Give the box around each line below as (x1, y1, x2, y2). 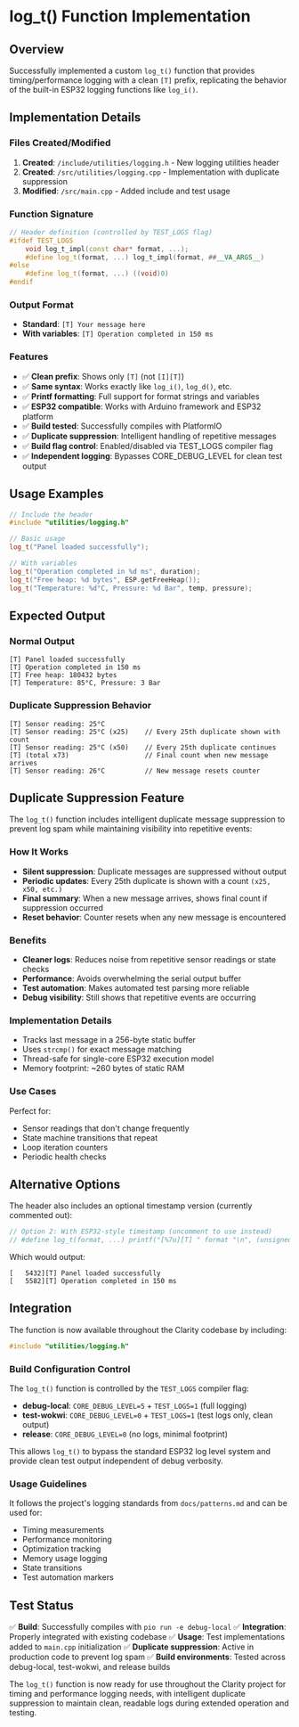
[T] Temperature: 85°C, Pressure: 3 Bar (9, 679, 162, 688)
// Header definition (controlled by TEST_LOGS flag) (9, 227, 214, 237)
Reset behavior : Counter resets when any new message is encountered (21, 912, 287, 922)
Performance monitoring (21, 1535, 113, 1545)
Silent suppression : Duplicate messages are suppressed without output (21, 866, 287, 877)
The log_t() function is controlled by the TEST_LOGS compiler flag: (9, 1383, 249, 1394)
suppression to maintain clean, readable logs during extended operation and (9, 1698, 289, 1708)
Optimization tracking (21, 1543, 101, 1554)
